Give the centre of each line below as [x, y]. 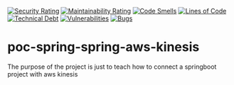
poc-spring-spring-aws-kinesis [103, 47]
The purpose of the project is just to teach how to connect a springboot [112, 67]
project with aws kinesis [43, 74]
